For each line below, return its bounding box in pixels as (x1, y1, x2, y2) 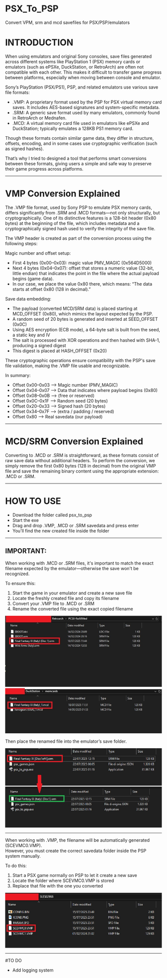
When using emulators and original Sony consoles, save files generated (5, 53, 152, 59)
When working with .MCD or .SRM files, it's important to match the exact (5, 560, 154, 566)
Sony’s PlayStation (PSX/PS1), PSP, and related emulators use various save (5, 84, 159, 90)
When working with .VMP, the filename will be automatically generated (5, 837, 150, 843)
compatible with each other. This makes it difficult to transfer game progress (5, 69, 162, 75)
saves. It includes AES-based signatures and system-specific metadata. (12, 104, 160, 110)
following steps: (5, 240, 38, 246)
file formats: (5, 89, 30, 95)
